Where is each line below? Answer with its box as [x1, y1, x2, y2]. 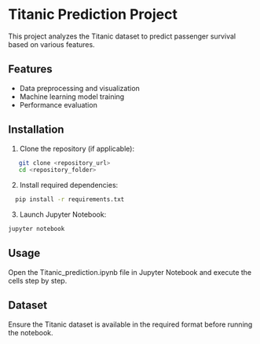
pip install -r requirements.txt [15, 196, 125, 203]
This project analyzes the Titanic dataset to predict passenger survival [8, 31, 236, 41]
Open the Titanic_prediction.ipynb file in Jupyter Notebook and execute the [8, 267, 252, 276]
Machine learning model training [19, 92, 125, 101]
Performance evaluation [19, 100, 98, 109]
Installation [8, 123, 64, 137]
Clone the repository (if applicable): [19, 144, 135, 153]
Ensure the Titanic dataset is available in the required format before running [8, 320, 253, 329]
